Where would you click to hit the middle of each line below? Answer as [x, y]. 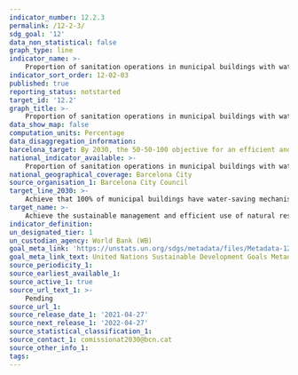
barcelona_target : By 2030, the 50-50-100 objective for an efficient [142, 149]
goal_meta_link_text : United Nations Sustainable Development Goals [138, 257]
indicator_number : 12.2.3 [57, 17]
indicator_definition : [51, 224]
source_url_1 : [35, 307]
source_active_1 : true [51, 282]
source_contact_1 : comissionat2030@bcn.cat [91, 339]
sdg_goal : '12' [37, 34]
